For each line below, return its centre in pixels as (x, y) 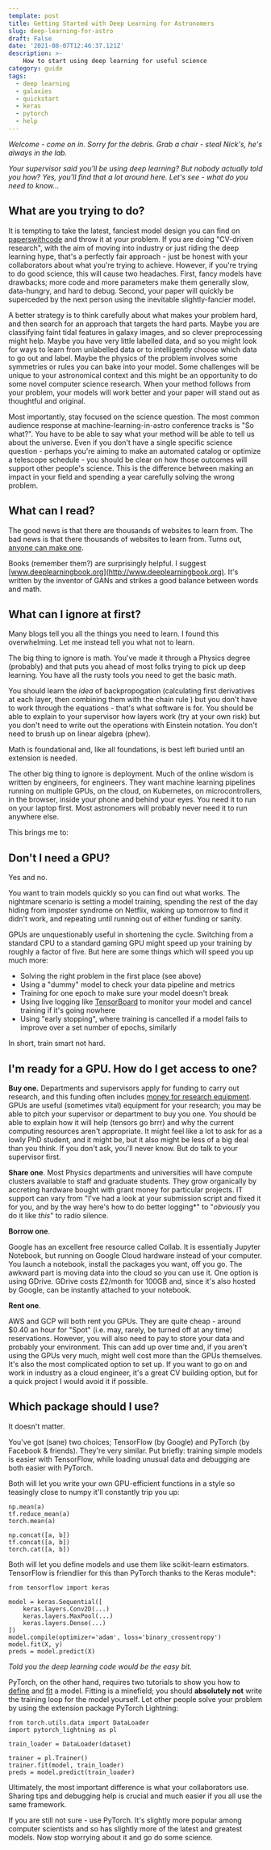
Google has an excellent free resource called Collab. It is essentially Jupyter (134, 1247)
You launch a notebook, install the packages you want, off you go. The (125, 1264)
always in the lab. (38, 152)
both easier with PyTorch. (51, 1467)
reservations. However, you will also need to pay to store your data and (126, 1338)
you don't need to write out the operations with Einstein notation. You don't (133, 726)
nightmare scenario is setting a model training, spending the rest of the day (133, 902)
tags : (17, 76)
